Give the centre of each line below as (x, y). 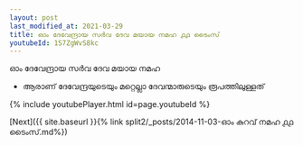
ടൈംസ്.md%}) (38, 132)
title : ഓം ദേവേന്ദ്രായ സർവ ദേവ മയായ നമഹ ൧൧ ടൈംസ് (114, 34)
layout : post (34, 18)
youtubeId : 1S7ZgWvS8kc (54, 43)
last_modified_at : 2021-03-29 (66, 26)
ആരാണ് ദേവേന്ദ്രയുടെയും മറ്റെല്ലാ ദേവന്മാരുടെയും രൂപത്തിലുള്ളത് (143, 86)
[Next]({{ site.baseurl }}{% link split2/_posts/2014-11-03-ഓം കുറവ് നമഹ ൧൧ (151, 122)
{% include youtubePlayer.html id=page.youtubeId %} (110, 104)
